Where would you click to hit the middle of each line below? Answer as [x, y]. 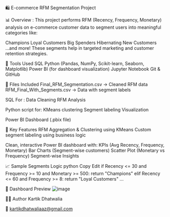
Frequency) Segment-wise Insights [42, 156]
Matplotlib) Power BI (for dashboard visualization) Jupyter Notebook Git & [83, 69]
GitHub [13, 74]
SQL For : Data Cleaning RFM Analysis [46, 100]
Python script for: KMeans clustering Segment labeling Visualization [77, 110]
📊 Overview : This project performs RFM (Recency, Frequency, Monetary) [84, 20]
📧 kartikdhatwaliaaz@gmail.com [39, 209]
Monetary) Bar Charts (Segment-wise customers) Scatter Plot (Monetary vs [85, 150]
